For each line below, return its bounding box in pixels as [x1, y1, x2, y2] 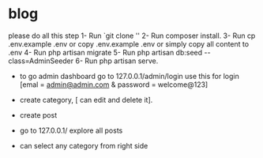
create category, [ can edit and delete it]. [19, 95, 153, 104]
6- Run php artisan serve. [74, 56, 159, 66]
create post [19, 110, 58, 119]
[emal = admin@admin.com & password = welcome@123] [19, 80, 209, 89]
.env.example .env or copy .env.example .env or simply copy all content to [8, 39, 250, 48]
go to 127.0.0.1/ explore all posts [19, 126, 123, 135]
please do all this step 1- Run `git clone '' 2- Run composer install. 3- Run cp [8, 31, 256, 40]
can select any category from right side [19, 141, 148, 150]
